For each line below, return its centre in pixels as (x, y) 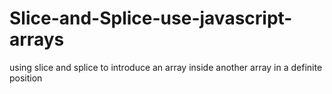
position (26, 78)
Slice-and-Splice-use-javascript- (151, 18)
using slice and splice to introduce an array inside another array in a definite (166, 67)
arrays (37, 39)
